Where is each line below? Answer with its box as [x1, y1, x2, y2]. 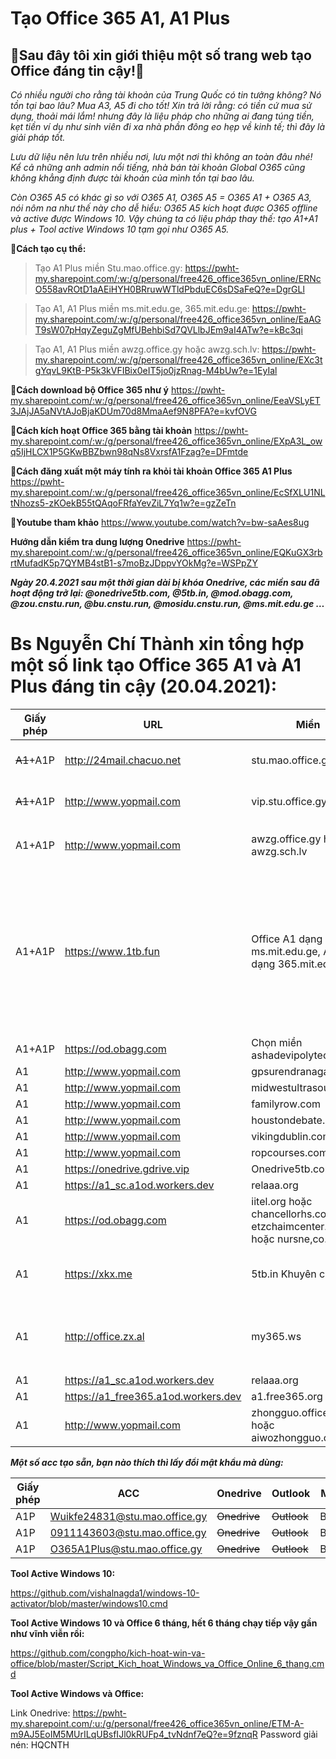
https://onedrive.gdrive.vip [64, 1162, 190, 1176]
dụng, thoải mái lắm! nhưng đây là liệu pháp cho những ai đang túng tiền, [10, 110, 315, 122]
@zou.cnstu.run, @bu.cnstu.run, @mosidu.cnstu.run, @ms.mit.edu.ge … [10, 598, 325, 609]
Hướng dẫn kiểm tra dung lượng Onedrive [10, 536, 185, 547]
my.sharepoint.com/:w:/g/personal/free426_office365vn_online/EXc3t [34, 354, 323, 366]
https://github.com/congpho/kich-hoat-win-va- [10, 1647, 206, 1659]
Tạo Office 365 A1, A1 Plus [10, 7, 231, 30]
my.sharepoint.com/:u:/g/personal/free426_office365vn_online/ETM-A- [10, 1717, 305, 1729]
